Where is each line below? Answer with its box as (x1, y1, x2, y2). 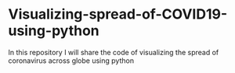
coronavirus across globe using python (8, 56, 135, 65)
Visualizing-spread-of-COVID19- (8, 5, 228, 23)
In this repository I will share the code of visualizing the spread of (8, 47, 219, 57)
